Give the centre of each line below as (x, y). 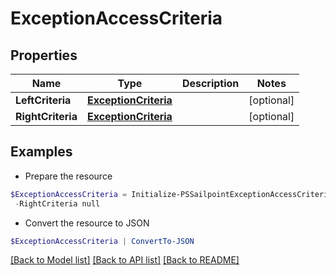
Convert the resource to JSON (87, 223)
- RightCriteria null (57, 203)
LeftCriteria (43, 100)
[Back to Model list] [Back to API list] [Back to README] (125, 260)
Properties (44, 55)
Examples (41, 152)
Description (210, 83)
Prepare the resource (68, 176)
